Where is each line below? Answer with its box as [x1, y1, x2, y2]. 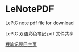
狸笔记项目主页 [5, 41, 37, 47]
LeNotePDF [5, 3, 55, 15]
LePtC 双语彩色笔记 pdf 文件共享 [5, 30, 74, 36]
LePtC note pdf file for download [5, 20, 74, 26]
